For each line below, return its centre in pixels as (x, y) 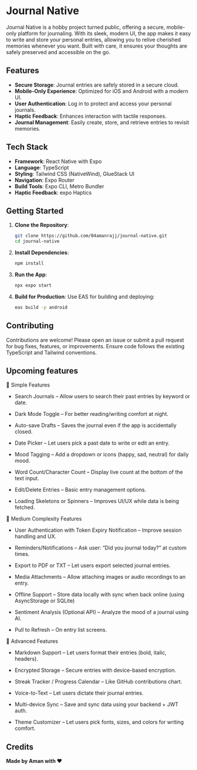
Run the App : (31, 274)
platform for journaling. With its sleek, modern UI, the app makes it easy (104, 33)
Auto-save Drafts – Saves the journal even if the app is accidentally (96, 425)
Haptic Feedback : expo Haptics (53, 192)
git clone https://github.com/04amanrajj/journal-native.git (91, 236)
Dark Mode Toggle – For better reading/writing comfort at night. (91, 414)
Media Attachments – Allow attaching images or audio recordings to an (100, 577)
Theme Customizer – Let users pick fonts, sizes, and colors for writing (99, 722)
